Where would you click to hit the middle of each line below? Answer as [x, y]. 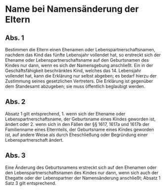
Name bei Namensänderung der [72, 9]
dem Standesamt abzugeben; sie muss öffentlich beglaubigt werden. [75, 86]
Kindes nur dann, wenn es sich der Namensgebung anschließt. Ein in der [79, 65]
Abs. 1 [15, 38]
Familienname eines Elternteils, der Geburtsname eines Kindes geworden [80, 129]
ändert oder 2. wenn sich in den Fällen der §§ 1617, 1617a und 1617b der [77, 124]
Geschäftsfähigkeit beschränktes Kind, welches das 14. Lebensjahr [73, 71]
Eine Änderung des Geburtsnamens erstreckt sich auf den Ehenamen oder [81, 167]
